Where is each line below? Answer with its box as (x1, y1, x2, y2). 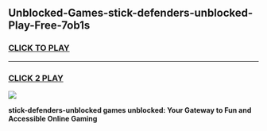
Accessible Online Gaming (8, 114, 98, 123)
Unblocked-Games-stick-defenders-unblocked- (8, 6, 253, 20)
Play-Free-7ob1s (8, 19, 91, 33)
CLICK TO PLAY (8, 43, 70, 54)
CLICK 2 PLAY (8, 72, 64, 83)
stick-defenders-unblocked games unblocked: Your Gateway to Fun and (8, 105, 252, 114)
